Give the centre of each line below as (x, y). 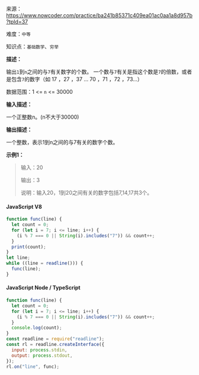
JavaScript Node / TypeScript (44, 288)
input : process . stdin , (39, 350)
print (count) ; (29, 247)
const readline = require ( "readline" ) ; (55, 339)
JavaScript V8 (24, 206)
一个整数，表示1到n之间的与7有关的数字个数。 (62, 142)
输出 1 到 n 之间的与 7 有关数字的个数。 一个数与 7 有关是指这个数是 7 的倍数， (94, 72)
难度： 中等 (18, 34)
